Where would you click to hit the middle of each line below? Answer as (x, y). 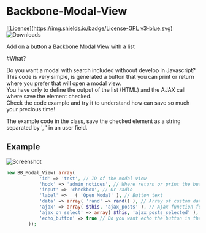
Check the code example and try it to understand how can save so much (98, 103)
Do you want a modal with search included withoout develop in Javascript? (101, 70)
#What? (16, 58)
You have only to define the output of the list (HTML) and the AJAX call (96, 89)
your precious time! (31, 109)
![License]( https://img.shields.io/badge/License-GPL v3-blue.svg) (90, 28)
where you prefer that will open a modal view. (64, 83)
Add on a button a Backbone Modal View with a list (71, 46)
